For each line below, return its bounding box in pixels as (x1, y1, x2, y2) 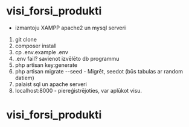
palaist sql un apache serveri (14, 80, 88, 88)
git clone (14, 36, 37, 43)
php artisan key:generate (14, 61, 78, 69)
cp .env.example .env (14, 48, 68, 55)
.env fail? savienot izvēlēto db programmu (14, 55, 120, 62)
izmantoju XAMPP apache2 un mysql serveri (14, 24, 126, 31)
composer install (14, 42, 57, 49)
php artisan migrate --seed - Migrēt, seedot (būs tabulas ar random (14, 67, 183, 75)
